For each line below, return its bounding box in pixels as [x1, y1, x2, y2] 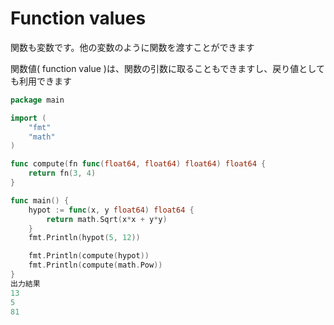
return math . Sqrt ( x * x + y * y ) [46, 214, 168, 224]
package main [10, 95, 65, 105]
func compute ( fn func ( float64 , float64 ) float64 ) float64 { [10, 159, 267, 169]
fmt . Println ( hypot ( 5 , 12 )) [28, 233, 141, 243]
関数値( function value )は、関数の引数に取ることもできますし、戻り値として [10, 62, 325, 74]
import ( [10, 113, 47, 123]
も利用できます [10, 75, 72, 87]
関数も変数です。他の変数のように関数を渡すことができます [10, 41, 255, 53]
